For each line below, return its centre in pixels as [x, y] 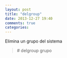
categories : [17, 28]
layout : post [18, 9]
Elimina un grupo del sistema [34, 41]
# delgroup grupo [34, 51]
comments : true [20, 23]
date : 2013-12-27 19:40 [29, 18]
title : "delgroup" [23, 14]
